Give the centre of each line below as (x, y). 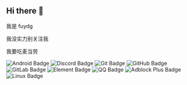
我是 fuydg (20, 26)
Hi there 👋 (25, 11)
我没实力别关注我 (27, 39)
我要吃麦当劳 (22, 51)
